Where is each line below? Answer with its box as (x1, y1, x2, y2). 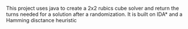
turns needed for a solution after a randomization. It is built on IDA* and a (6, 11, 183, 18)
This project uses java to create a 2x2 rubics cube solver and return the (6, 5, 179, 11)
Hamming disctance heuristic (6, 17, 78, 23)
